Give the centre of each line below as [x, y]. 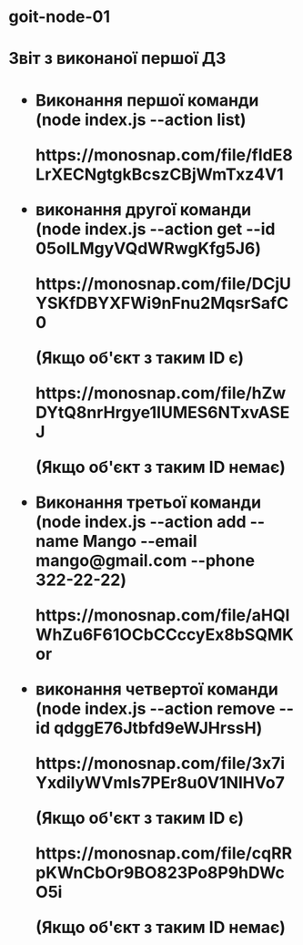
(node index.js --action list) [141, 119]
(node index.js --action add [141, 522]
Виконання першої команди [147, 100]
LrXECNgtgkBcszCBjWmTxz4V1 [159, 174]
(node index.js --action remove [155, 709]
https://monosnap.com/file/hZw [161, 393]
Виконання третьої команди [148, 502]
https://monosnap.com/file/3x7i [160, 763]
